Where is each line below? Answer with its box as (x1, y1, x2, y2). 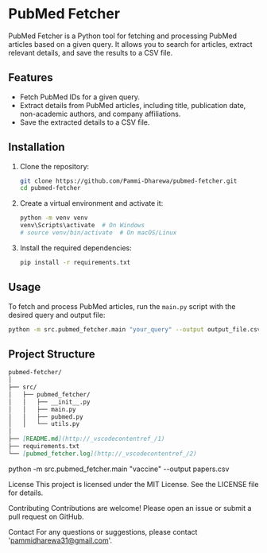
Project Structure (8, 347, 95, 361)
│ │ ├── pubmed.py (8, 412, 83, 421)
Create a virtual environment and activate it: (19, 199, 164, 208)
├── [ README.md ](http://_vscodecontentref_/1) (8, 435, 165, 443)
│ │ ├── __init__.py (8, 398, 91, 406)
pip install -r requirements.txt (19, 258, 131, 266)
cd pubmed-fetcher (19, 184, 81, 192)
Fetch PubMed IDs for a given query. (19, 92, 141, 102)
